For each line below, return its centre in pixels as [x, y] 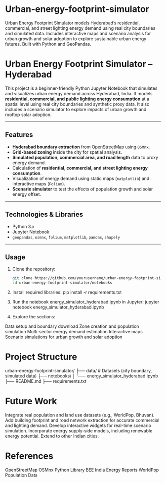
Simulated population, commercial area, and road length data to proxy [85, 157]
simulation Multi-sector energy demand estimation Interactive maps [74, 332]
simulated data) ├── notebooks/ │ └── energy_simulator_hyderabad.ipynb [82, 376]
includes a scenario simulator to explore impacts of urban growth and [76, 109]
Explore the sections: [34, 317]
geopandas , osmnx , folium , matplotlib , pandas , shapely [66, 237]
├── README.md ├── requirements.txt [46, 381]
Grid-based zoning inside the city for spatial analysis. [67, 152]
